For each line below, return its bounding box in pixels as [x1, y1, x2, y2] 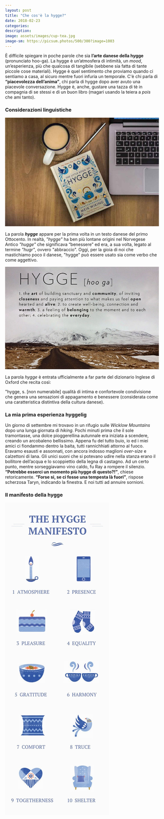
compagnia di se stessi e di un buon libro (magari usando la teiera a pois [5, 89, 151, 95]
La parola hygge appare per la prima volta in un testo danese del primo [5, 231, 148, 237]
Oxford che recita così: [5, 379, 51, 385]
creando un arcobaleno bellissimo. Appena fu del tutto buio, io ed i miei [5, 438, 148, 444]
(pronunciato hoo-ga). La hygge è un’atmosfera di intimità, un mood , [5, 58, 143, 63]
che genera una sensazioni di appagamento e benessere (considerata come [5, 394, 158, 400]
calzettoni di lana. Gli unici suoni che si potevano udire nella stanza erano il [5, 454, 156, 459]
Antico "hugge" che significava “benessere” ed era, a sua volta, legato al [5, 241, 151, 247]
